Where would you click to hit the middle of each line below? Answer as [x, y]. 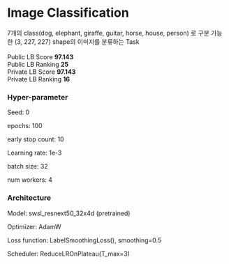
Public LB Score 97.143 [40, 56]
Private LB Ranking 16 [39, 79]
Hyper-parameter [38, 97]
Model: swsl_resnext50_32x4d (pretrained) [69, 213]
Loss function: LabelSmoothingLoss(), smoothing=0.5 [84, 240]
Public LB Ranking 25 [38, 64]
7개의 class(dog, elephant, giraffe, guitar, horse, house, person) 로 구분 [108, 33]
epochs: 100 [25, 126]
